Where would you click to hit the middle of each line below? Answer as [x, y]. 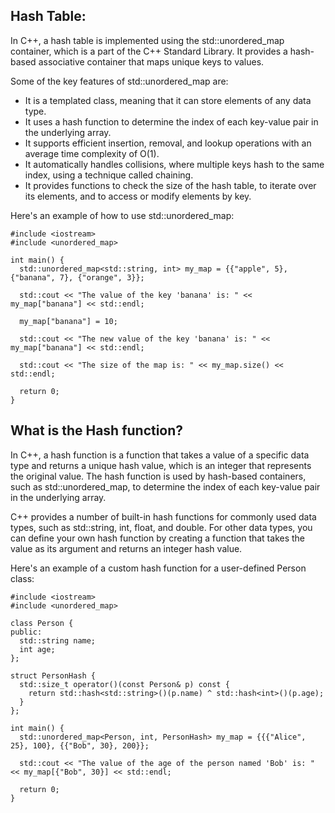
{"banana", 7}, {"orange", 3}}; [77, 277]
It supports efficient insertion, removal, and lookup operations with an [168, 143]
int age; [37, 649]
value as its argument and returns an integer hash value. [126, 548]
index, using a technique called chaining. [109, 175]
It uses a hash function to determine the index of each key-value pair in [171, 121]
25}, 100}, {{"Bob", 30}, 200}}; [80, 745]
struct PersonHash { [53, 675]
